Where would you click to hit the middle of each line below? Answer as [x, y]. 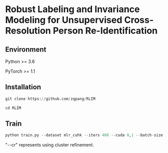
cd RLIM [13, 108]
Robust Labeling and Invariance [72, 9]
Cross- [139, 20]
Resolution [28, 31]
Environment [26, 49]
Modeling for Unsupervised [64, 20]
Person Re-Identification [105, 31]
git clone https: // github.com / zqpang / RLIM [50, 99]
